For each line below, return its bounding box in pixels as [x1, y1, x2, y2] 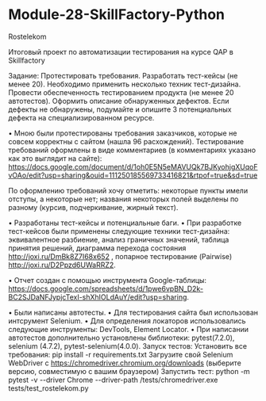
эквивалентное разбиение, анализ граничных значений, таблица [8, 235, 229, 244]
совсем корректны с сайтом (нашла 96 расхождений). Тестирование [8, 136, 245, 146]
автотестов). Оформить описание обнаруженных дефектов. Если [8, 96, 229, 105]
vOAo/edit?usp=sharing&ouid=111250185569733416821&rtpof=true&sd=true [8, 170, 258, 180]
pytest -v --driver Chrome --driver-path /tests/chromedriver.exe [8, 375, 218, 384]
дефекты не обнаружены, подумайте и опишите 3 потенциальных [8, 105, 232, 114]
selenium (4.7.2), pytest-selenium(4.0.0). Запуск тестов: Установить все [8, 341, 248, 350]
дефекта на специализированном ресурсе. [8, 113, 155, 122]
